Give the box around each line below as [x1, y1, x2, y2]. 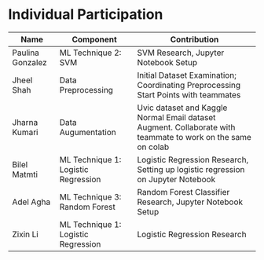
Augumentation [59, 126, 116, 137]
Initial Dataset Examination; [137, 69, 237, 80]
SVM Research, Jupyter [137, 47, 225, 58]
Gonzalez [12, 57, 47, 68]
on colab [137, 141, 170, 152]
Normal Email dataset [137, 112, 216, 123]
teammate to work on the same [137, 131, 251, 142]
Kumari [12, 126, 38, 137]
